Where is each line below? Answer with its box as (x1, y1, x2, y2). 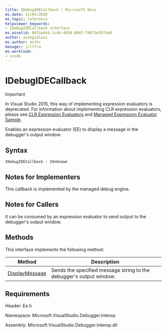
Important (5, 91, 25, 97)
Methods (5, 233, 34, 242)
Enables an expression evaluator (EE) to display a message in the (5, 126, 138, 132)
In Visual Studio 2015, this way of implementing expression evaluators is (5, 101, 153, 107)
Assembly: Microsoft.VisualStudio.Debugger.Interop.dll (5, 322, 118, 328)
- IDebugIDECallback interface (5, 26, 70, 31)
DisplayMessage (7, 269, 47, 276)
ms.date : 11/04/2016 (5, 12, 48, 17)
